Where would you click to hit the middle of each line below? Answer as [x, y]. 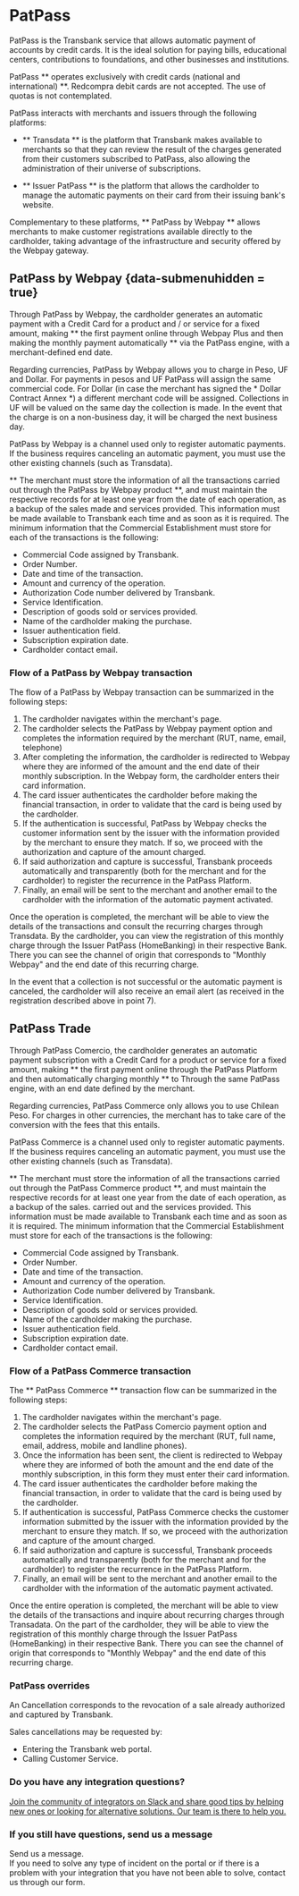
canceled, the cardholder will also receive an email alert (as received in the [147, 991]
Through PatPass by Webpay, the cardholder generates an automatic [136, 314]
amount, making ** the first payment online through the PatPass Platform [144, 1069]
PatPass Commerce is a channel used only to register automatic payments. [147, 1142]
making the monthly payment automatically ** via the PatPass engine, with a [149, 343]
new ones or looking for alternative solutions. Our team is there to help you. [148, 1811]
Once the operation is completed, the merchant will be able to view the [139, 917]
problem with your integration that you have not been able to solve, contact [147, 1873]
